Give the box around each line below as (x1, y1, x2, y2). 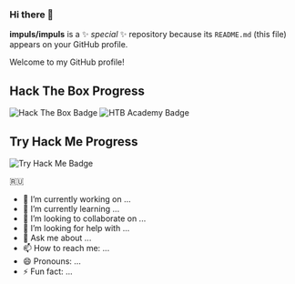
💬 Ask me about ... (22, 232, 92, 243)
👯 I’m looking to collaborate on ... (22, 213, 147, 224)
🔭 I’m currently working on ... (22, 193, 131, 204)
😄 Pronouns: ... (22, 255, 82, 267)
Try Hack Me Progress (9, 134, 138, 149)
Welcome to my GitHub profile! (9, 56, 125, 67)
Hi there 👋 (9, 8, 55, 21)
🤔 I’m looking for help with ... (22, 222, 130, 233)
